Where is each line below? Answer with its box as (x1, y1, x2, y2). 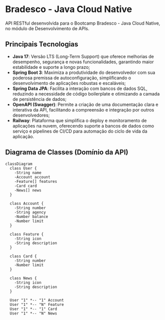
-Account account (14, 174, 51, 179)
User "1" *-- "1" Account (10, 297, 64, 302)
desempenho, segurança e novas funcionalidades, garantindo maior (12, 59, 154, 65)
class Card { (10, 254, 37, 259)
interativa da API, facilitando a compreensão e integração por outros (12, 106, 154, 113)
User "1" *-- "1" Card (10, 306, 57, 311)
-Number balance (14, 214, 49, 219)
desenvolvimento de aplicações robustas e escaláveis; (12, 80, 126, 86)
